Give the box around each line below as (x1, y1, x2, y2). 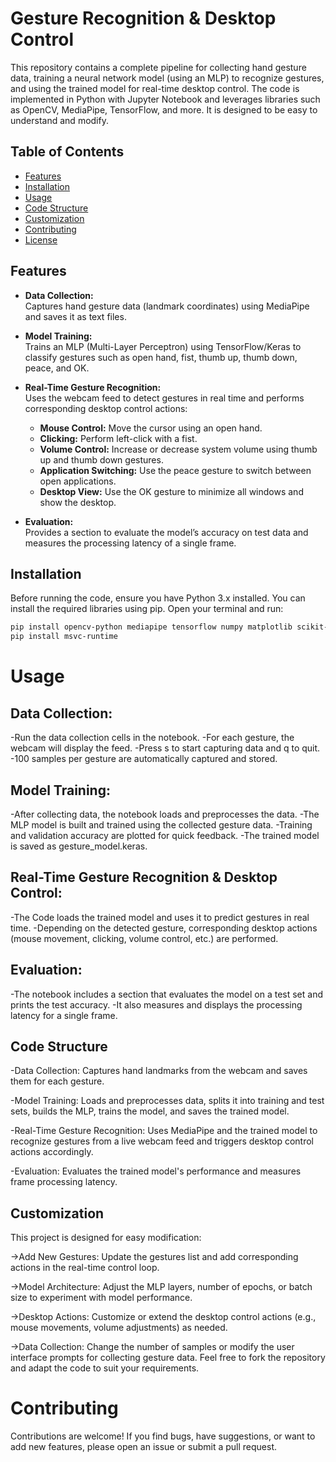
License (24, 233, 58, 246)
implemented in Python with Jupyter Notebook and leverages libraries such (10, 93, 321, 105)
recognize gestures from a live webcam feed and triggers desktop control (10, 1135, 314, 1147)
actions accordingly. (10, 1146, 94, 1158)
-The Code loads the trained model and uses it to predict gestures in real (10, 911, 310, 923)
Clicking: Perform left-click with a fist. (39, 432, 198, 444)
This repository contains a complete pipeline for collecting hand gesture (10, 61, 307, 73)
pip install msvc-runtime (10, 632, 118, 642)
